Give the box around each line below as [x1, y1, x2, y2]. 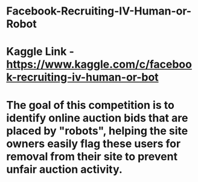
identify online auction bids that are [6, 111, 188, 125]
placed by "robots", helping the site [6, 124, 188, 137]
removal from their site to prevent [6, 149, 178, 163]
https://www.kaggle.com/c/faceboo [6, 57, 192, 71]
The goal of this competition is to [6, 98, 175, 112]
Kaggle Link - [6, 45, 74, 59]
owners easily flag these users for [6, 137, 181, 151]
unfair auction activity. [6, 162, 123, 176]
